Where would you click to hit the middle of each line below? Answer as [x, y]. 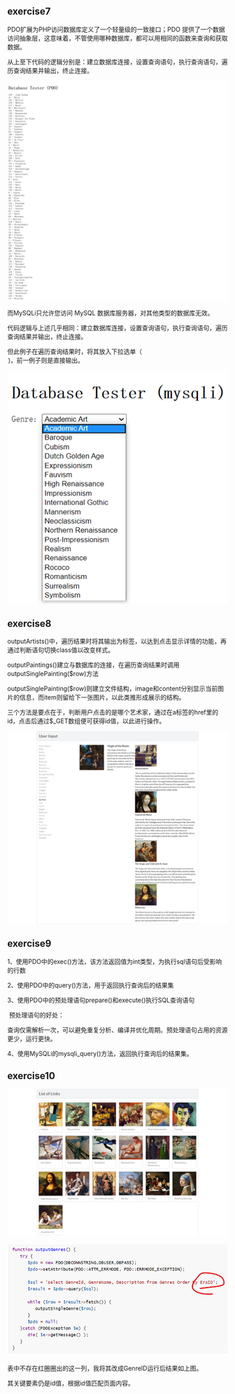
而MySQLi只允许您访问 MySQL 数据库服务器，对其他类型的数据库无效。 [111, 313]
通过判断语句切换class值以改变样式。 [61, 650]
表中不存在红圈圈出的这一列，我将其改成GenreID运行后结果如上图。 [105, 1368]
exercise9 [29, 943]
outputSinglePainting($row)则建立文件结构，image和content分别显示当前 [113, 689]
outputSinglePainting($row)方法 [53, 674]
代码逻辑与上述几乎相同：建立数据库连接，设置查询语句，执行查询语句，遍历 [117, 327]
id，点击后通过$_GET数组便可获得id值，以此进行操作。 [86, 721]
